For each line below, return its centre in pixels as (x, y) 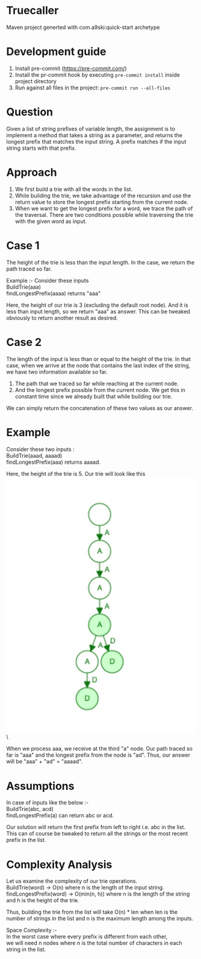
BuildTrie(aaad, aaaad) (34, 455)
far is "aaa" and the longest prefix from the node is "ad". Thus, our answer (98, 755)
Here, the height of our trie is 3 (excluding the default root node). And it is (97, 305)
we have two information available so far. (57, 371)
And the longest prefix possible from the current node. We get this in (100, 390)
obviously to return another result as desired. (62, 318)
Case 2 (24, 342)
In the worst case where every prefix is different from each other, (87, 937)
